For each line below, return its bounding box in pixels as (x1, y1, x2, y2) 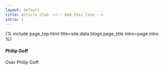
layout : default (5, 7, 40, 13)
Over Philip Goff (5, 59, 39, 65)
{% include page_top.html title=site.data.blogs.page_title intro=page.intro (5, 31, 159, 37)
